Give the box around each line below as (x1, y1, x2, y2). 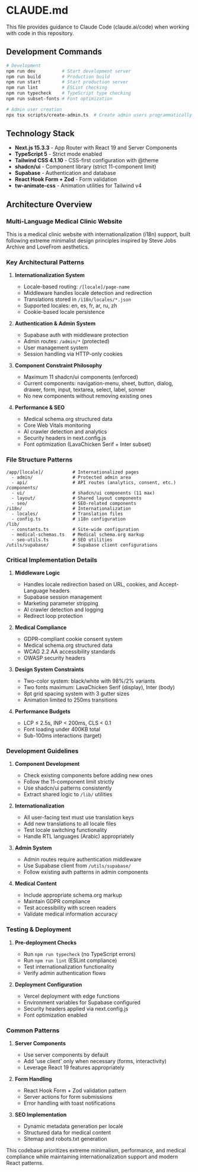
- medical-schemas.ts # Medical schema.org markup (11, 532, 145, 538)
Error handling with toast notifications (23, 1099, 116, 1107)
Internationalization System (14, 272, 85, 279)
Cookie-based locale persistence (23, 309, 105, 316)
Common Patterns (6, 1026, 60, 1035)
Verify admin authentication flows (23, 969, 106, 976)
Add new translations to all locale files (23, 820, 117, 827)
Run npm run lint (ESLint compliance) (23, 957, 117, 964)
